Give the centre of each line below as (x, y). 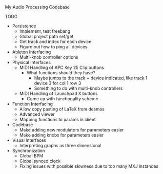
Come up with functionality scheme (62, 99)
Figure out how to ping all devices (53, 47)
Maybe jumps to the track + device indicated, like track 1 (91, 78)
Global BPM (31, 156)
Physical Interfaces (31, 62)
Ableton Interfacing (31, 52)
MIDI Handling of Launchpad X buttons (59, 93)
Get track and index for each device (55, 42)
